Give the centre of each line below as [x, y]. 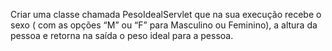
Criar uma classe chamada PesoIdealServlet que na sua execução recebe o [166, 14]
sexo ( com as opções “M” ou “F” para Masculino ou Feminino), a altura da [164, 25]
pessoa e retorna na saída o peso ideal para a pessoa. [122, 35]
